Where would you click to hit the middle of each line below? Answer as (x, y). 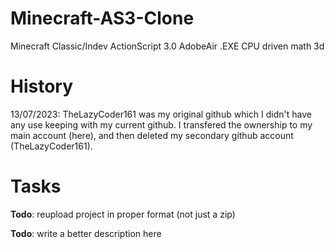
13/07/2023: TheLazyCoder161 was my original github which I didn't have (161, 114)
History (42, 86)
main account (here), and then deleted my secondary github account (152, 135)
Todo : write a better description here (86, 233)
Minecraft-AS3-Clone (102, 18)
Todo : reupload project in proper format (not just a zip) (123, 214)
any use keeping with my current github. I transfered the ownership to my (161, 124)
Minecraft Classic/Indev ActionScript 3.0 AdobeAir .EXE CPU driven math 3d (167, 46)
